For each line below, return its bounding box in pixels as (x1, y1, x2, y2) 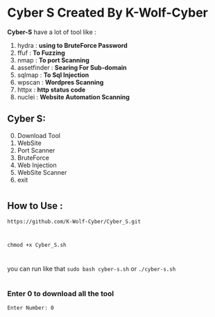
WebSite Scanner (17, 168, 67, 176)
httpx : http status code (17, 85, 86, 94)
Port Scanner (17, 146, 55, 154)
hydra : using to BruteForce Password (17, 41, 128, 49)
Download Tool (17, 131, 61, 139)
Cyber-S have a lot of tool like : (7, 28, 97, 36)
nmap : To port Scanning (17, 55, 90, 64)
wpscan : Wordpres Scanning (17, 78, 104, 86)
